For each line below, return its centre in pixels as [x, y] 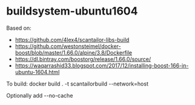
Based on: [19, 28]
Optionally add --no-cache [40, 95]
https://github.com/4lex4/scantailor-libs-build [72, 39]
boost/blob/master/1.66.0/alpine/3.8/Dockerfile [74, 52]
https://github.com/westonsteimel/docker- [68, 46]
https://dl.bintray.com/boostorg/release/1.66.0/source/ [83, 59]
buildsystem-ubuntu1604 [72, 11]
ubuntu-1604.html [37, 72]
